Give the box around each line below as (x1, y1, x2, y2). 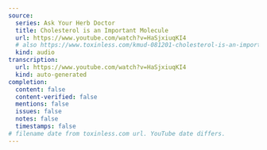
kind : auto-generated (15, 71, 87, 79)
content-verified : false (15, 93, 98, 101)
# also (15, 41, 37, 49)
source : (8, 11, 34, 20)
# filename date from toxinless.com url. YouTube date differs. (8, 129, 226, 137)
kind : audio (15, 48, 56, 56)
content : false (15, 85, 66, 94)
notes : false (15, 115, 59, 123)
